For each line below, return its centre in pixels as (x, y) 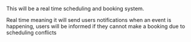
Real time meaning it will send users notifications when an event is (89, 20)
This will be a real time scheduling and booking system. (75, 9)
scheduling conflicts (31, 33)
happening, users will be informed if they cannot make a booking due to (96, 26)
